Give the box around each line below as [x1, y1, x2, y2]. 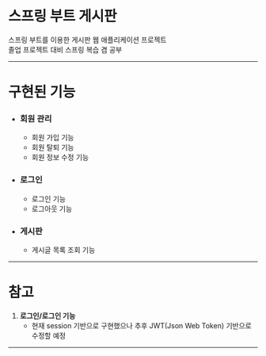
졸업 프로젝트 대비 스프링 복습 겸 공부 [8, 44, 123, 54]
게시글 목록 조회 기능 [31, 245, 96, 255]
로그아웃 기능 [31, 204, 73, 213]
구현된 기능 [8, 83, 76, 101]
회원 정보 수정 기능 [31, 152, 89, 163]
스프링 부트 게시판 [8, 7, 117, 25]
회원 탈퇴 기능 [31, 143, 74, 152]
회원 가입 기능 [31, 132, 74, 143]
